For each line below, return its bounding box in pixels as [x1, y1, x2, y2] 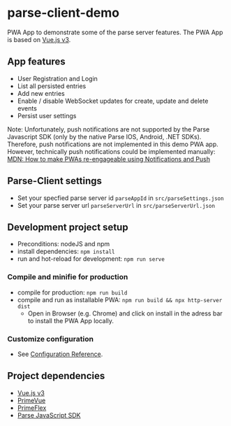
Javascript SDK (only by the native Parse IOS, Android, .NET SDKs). [7, 132, 202, 141]
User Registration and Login [17, 74, 98, 83]
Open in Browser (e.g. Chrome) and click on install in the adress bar [27, 309, 223, 318]
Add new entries [17, 89, 65, 97]
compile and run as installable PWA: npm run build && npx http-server [17, 295, 223, 304]
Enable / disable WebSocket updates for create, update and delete [17, 97, 209, 105]
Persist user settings [17, 111, 77, 120]
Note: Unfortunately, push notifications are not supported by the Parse [7, 125, 210, 134]
